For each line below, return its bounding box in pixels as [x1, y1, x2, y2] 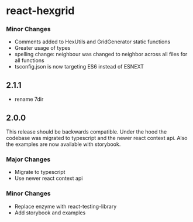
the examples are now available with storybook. [6, 141, 121, 148]
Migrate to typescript [14, 169, 66, 176]
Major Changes [6, 155, 51, 163]
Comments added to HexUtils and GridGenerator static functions [14, 38, 171, 45]
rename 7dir [14, 95, 44, 103]
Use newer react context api [14, 175, 83, 182]
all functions [14, 57, 45, 64]
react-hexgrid [6, 4, 75, 18]
